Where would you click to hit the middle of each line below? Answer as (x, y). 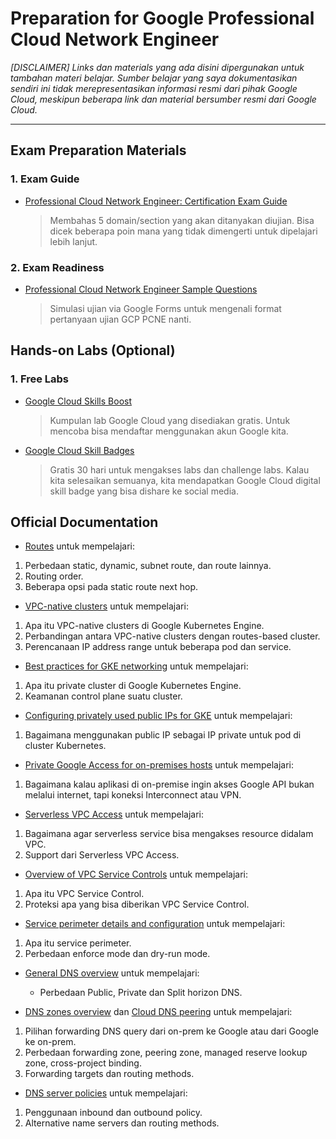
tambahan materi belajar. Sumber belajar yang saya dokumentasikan (154, 78)
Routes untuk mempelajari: (80, 546)
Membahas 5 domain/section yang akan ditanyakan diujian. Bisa (182, 220)
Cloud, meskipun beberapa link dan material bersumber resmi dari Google (163, 99)
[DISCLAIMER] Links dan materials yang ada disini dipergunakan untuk (157, 67)
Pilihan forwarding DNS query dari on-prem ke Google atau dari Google (171, 1031)
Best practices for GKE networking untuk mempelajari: (136, 666)
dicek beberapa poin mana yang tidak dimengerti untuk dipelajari (183, 231)
